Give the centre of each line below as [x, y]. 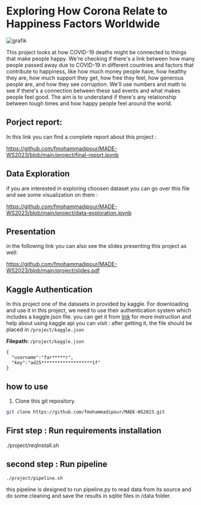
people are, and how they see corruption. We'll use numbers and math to [96, 84]
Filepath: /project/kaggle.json [45, 341]
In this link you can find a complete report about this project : [82, 137]
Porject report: [34, 122]
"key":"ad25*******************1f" [56, 363]
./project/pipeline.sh [34, 478]
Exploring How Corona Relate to [87, 11]
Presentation [31, 231]
